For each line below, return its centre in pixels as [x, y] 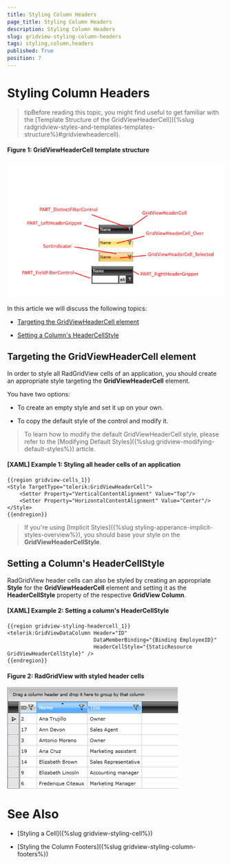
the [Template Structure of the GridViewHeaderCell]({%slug [109, 119]
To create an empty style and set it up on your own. [90, 408]
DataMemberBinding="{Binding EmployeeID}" [155, 640]
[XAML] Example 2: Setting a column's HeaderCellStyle [88, 611]
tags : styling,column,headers [51, 44]
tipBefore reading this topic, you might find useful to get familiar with [121, 112]
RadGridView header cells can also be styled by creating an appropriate [109, 580]
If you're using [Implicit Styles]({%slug [79, 528]
